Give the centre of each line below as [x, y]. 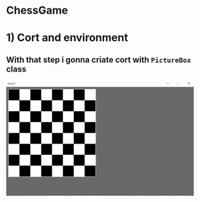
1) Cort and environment [67, 38]
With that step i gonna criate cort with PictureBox [99, 59]
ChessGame [37, 10]
